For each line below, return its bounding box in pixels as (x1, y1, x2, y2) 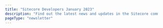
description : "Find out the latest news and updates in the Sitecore (5, 11, 149, 16)
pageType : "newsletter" (5, 16, 53, 20)
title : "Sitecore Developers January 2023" (5, 7, 95, 12)
